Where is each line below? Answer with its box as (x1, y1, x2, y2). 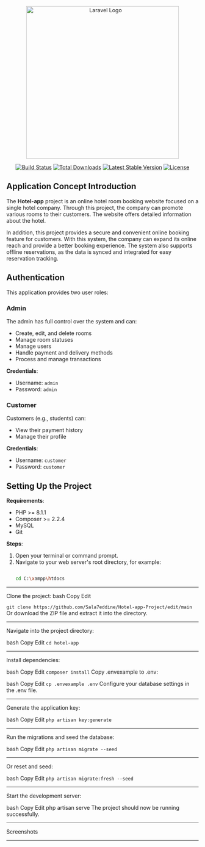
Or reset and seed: (6, 763, 54, 770)
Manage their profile (15, 433, 67, 441)
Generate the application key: (6, 704, 81, 711)
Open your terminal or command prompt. (15, 552, 118, 560)
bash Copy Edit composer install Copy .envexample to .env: (6, 668, 159, 676)
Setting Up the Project (6, 481, 92, 491)
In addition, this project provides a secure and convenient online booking (6, 229, 190, 236)
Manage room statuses (15, 336, 73, 343)
